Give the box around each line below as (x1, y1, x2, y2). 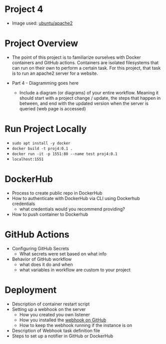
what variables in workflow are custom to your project (19, 267, 131, 273)
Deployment (4, 284, 57, 295)
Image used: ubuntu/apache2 (11, 20, 73, 26)
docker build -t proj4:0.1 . (11, 146, 73, 151)
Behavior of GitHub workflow (11, 256, 72, 262)
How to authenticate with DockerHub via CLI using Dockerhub (11, 195, 140, 201)
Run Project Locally (4, 123, 87, 135)
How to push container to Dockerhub (11, 211, 88, 217)
